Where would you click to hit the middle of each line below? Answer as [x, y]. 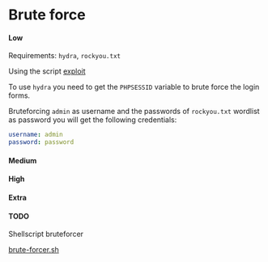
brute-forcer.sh [34, 250]
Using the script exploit [47, 71]
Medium [23, 160]
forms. [19, 95]
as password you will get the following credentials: [93, 120]
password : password [41, 142]
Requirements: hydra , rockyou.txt [65, 56]
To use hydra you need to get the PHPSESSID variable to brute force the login [134, 87]
